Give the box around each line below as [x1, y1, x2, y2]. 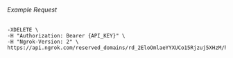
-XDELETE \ [7, 27, 39, 33]
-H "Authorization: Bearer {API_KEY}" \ [7, 33, 126, 40]
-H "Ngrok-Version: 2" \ [7, 38, 79, 46]
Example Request [7, 5, 58, 14]
